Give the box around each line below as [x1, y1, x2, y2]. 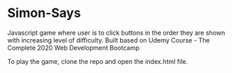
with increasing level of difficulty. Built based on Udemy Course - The [7, 35, 210, 44]
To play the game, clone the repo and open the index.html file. [7, 57, 189, 65]
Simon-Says [7, 5, 81, 21]
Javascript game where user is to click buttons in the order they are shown [7, 28, 226, 37]
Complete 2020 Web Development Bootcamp [7, 43, 140, 52]
